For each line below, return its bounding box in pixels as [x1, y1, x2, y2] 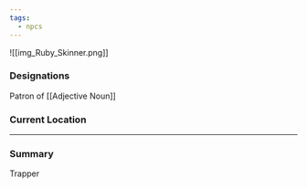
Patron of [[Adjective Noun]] [9, 90, 116, 101]
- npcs [17, 22, 43, 31]
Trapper [9, 168, 39, 179]
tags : [9, 13, 30, 23]
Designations [9, 69, 70, 82]
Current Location [9, 113, 87, 126]
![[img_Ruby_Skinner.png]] [9, 47, 109, 57]
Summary [9, 148, 55, 161]
